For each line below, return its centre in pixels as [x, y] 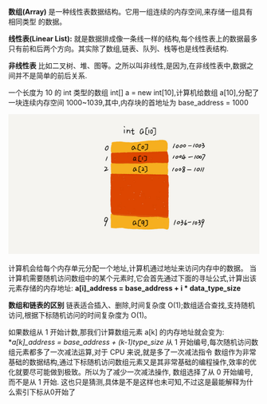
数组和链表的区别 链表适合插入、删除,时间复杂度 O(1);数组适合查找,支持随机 [132, 305]
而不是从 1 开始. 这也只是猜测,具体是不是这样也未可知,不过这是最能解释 [124, 382]
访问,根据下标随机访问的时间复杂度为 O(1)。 [80, 315]
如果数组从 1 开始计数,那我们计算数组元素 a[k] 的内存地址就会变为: [116, 332]
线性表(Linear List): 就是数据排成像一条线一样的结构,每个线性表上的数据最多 [133, 39]
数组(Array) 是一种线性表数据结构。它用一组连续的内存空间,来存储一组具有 [131, 12]
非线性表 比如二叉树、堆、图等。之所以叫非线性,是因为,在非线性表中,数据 [128, 65]
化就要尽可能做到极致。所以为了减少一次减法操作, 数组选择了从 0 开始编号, [131, 372]
